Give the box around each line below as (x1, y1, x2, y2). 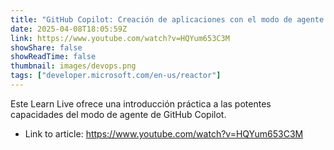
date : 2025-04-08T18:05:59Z (10, 24, 128, 34)
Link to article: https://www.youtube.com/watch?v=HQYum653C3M (24, 127, 304, 140)
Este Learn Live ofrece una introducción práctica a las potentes (10, 97, 272, 110)
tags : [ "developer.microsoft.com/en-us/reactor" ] (10, 71, 222, 81)
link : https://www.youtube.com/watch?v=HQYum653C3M (10, 33, 230, 43)
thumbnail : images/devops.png (10, 61, 137, 71)
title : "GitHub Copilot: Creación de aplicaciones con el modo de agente (10, 14, 325, 25)
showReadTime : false (10, 52, 97, 62)
